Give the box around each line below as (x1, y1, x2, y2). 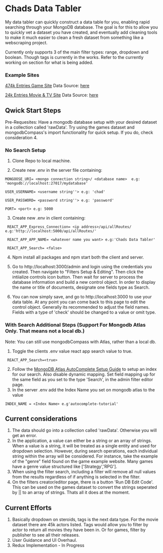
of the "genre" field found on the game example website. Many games (12, 459, 153, 464)
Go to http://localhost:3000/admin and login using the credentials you (12, 264, 152, 270)
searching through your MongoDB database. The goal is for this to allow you (5, 24, 158, 30)
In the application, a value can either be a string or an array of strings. (12, 438, 152, 443)
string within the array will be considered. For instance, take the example (12, 453, 158, 459)
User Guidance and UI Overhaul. (12, 537, 77, 543)
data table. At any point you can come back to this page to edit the (12, 299, 146, 305)
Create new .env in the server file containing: (12, 167, 103, 173)
